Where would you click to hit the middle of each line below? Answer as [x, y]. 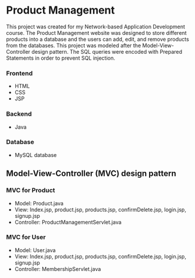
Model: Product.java [39, 203]
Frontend [19, 73]
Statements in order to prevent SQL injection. [61, 58]
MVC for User [26, 237]
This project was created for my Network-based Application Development [96, 27]
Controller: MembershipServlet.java [58, 269]
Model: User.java [35, 250]
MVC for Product [31, 191]
